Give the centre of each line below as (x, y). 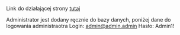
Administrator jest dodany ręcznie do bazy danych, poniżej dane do (89, 20)
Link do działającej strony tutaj (43, 8)
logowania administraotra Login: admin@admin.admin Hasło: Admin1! (90, 26)
